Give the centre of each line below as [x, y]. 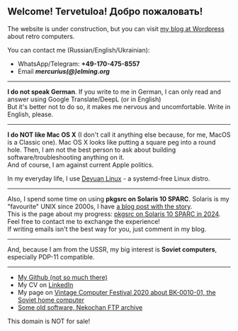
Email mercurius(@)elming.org [63, 71]
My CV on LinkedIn [45, 285]
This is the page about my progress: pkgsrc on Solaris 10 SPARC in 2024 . [114, 214]
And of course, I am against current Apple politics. [81, 164]
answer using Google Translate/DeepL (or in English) [84, 99]
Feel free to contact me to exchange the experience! [84, 221]
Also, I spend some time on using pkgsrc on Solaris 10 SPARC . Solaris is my [118, 198]
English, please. [30, 114]
